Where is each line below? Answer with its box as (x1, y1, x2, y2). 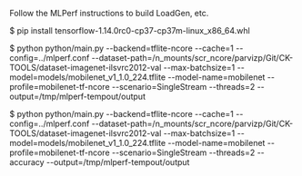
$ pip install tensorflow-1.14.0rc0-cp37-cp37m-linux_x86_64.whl (9, 25, 250, 35)
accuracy (9, 157, 45, 167)
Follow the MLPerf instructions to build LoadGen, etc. (9, 8, 209, 18)
